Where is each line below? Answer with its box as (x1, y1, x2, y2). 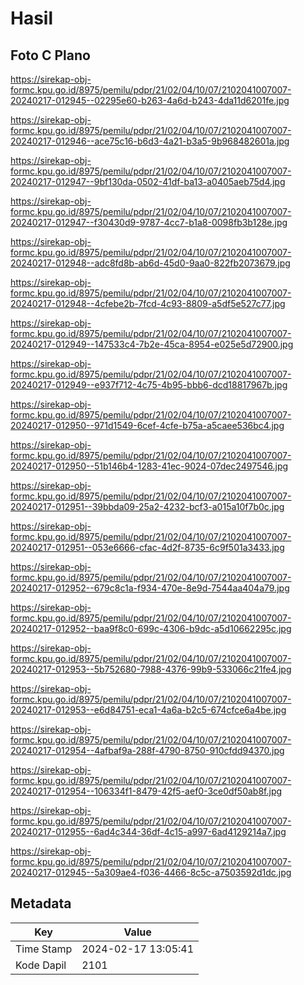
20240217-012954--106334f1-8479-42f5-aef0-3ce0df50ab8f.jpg (10, 785, 283, 797)
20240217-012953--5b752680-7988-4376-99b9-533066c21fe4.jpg (10, 663, 292, 675)
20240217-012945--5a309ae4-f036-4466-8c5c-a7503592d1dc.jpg (10, 867, 292, 878)
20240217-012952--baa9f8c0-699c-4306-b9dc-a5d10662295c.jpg (10, 623, 292, 634)
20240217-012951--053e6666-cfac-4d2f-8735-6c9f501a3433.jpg (10, 542, 285, 553)
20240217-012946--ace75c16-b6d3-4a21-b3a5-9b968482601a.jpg (10, 135, 290, 147)
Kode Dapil (15, 958, 67, 972)
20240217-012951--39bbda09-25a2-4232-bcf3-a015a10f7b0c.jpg (10, 501, 285, 512)
